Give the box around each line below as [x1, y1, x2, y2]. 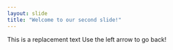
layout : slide [7, 10, 48, 17]
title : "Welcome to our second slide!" [7, 16, 122, 23]
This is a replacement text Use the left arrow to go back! [7, 35, 167, 43]
